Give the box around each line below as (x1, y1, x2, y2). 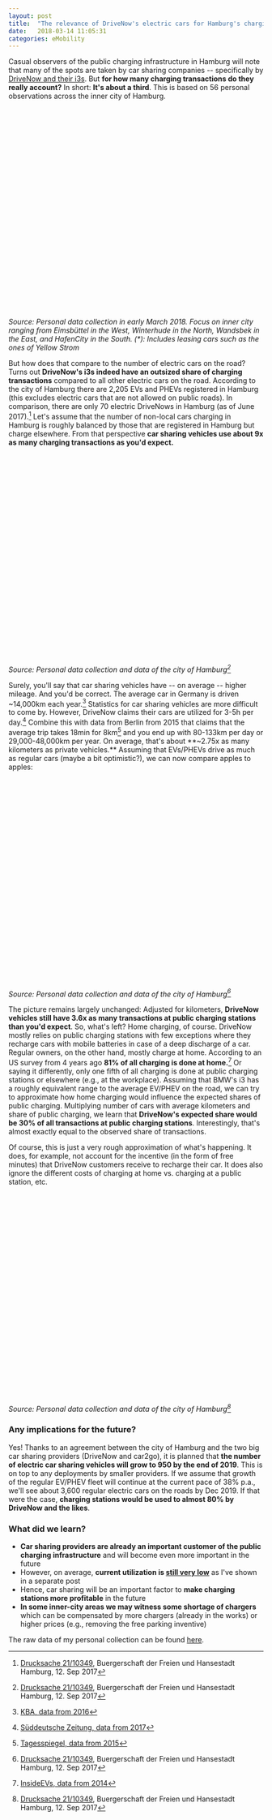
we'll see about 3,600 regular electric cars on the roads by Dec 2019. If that (8, 1486, 261, 1495)
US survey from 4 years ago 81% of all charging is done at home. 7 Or (8, 1056, 242, 1067)
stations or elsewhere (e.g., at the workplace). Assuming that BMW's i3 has (8, 1074, 260, 1084)
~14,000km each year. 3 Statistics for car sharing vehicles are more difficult (8, 697, 258, 708)
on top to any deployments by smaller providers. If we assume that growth (8, 1468, 257, 1478)
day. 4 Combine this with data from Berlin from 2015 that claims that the (8, 716, 245, 727)
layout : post (8, 11, 53, 20)
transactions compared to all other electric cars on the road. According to (8, 376, 257, 385)
